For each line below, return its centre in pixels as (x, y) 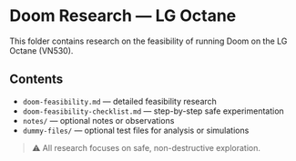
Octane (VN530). (41, 50)
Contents (36, 80)
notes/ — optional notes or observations (98, 120)
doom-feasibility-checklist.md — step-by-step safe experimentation (153, 111)
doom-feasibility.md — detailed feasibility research (119, 101)
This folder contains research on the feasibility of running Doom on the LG (148, 41)
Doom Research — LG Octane (123, 16)
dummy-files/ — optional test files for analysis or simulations (136, 130)
